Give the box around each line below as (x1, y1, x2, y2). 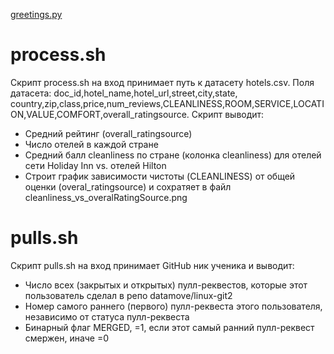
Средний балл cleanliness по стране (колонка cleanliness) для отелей (24, 149, 322, 161)
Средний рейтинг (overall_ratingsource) (24, 127, 193, 139)
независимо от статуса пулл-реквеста (24, 310, 190, 323)
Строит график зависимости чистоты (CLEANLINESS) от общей (24, 170, 296, 182)
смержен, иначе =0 (24, 332, 110, 344)
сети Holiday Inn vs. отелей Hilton (24, 159, 167, 171)
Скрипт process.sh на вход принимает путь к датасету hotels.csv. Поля (10, 76, 315, 88)
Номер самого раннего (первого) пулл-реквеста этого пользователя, (24, 300, 323, 312)
